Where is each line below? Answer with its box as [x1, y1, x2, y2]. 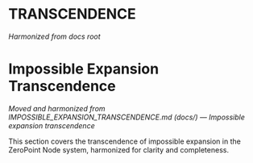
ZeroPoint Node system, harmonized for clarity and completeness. [8, 144, 230, 154]
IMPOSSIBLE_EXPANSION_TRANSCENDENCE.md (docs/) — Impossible [8, 112, 246, 122]
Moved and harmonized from [8, 103, 106, 113]
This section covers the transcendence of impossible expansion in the [8, 136, 242, 146]
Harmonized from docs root [8, 31, 101, 41]
